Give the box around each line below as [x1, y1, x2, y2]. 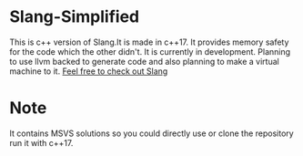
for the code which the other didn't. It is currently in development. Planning [9, 46, 291, 57]
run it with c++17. [9, 137, 74, 148]
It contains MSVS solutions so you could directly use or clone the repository [9, 128, 294, 139]
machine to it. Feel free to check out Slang [9, 66, 168, 77]
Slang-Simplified [9, 6, 139, 27]
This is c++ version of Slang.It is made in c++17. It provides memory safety [9, 36, 289, 47]
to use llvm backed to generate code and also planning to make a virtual [9, 56, 279, 67]
